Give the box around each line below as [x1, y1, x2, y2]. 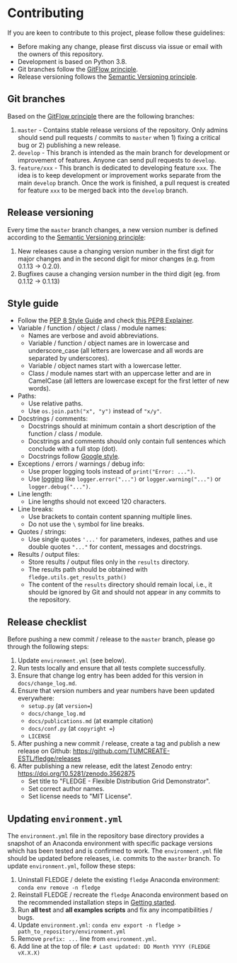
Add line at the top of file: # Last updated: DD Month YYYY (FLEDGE [17, 942, 211, 950]
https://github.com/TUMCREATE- [73, 747, 170, 756]
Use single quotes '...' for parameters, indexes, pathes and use [28, 535, 218, 544]
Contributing [7, 5, 84, 21]
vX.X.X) [17, 950, 40, 957]
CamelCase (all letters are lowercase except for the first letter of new [28, 376, 230, 385]
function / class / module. [28, 430, 103, 438]
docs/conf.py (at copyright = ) [28, 724, 115, 733]
